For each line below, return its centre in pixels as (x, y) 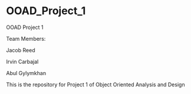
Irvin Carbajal (22, 61)
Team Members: (26, 38)
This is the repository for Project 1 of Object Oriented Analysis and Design (95, 85)
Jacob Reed (21, 50)
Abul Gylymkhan (26, 73)
